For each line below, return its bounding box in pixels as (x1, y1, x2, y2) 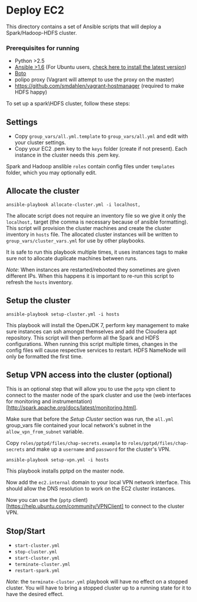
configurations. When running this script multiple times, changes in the (6, 340, 178, 347)
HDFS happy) (14, 89, 48, 96)
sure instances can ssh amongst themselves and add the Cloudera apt (6, 328, 177, 335)
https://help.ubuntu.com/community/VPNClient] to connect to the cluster (8, 503, 185, 510)
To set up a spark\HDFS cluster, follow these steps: (6, 100, 131, 107)
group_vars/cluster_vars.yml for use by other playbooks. (6, 237, 146, 244)
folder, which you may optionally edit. (6, 169, 97, 177)
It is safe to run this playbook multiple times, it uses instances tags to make (6, 248, 188, 255)
